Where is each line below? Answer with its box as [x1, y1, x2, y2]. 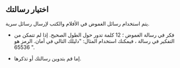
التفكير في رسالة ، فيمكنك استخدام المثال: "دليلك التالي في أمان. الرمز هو [13, 37, 175, 44]
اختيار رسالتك [5, 5, 49, 15]
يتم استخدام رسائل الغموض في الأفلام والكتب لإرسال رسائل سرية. [5, 20, 150, 27]
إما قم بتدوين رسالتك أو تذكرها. [13, 55, 81, 62]
